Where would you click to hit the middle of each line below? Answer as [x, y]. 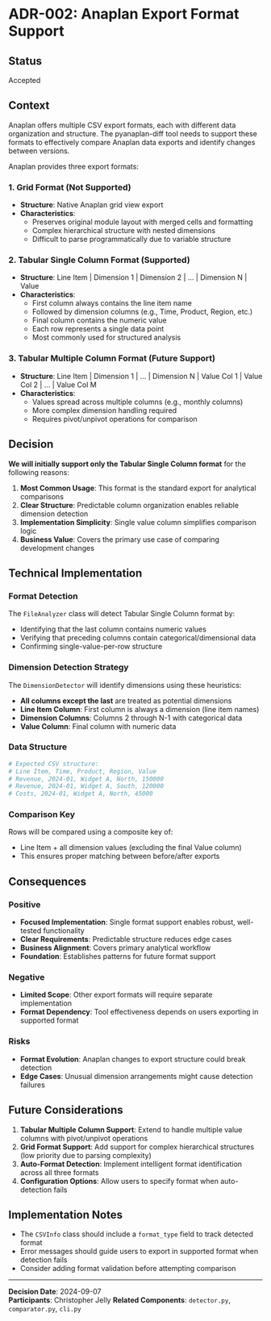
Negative [27, 977]
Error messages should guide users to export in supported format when [139, 1252]
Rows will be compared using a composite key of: [91, 832]
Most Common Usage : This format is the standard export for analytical [138, 488]
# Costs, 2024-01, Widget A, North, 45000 [81, 794]
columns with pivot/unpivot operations [84, 1138]
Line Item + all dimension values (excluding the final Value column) [131, 848]
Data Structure [38, 747]
